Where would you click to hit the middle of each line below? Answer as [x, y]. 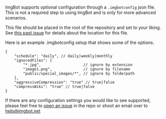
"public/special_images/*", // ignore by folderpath [79, 73]
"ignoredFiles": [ [33, 60]
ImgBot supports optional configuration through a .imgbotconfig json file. [80, 7]
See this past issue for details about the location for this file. [67, 33]
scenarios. [16, 18]
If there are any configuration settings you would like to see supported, [78, 100]
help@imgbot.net [23, 111]
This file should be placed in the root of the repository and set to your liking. [83, 27]
